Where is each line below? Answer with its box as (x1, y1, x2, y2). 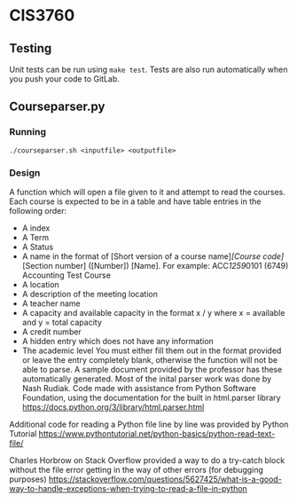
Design (9, 166, 41, 178)
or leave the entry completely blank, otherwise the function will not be (21, 354, 277, 365)
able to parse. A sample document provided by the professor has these (21, 364, 283, 374)
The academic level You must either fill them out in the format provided (21, 345, 282, 356)
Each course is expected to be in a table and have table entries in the (9, 196, 262, 207)
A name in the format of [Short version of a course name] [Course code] (21, 250, 285, 262)
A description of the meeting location (21, 288, 158, 299)
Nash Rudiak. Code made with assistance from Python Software (21, 382, 257, 393)
